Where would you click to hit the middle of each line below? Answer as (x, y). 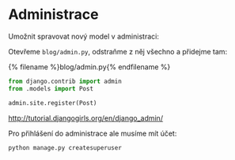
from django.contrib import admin (65, 81)
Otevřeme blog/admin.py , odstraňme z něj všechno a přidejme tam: (118, 51)
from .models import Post (51, 88)
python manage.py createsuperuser (65, 147)
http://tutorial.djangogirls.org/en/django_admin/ (86, 118)
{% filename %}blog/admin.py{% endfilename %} (89, 67)
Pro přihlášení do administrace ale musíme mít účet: (93, 133)
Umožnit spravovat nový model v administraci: (84, 36)
